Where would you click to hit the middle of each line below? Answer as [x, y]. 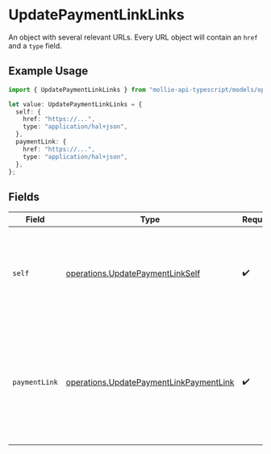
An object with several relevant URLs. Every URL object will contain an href [133, 37]
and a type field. [35, 45]
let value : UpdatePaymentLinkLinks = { [75, 104]
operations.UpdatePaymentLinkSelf [133, 273]
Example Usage [48, 71]
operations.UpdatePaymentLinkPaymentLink [150, 382]
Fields [24, 196]
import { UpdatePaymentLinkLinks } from [77, 90]
